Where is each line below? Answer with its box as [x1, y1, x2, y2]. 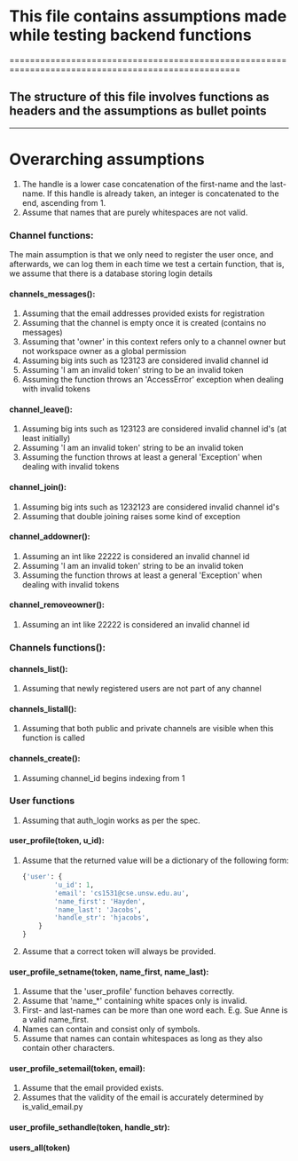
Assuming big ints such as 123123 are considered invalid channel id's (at [21, 423, 287, 434]
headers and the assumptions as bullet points [9, 104, 268, 119]
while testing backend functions [9, 25, 252, 45]
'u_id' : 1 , [54, 881, 95, 889]
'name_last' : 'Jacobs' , [54, 905, 142, 914]
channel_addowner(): [9, 531, 90, 542]
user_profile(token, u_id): [9, 835, 105, 846]
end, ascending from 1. [21, 197, 106, 208]
